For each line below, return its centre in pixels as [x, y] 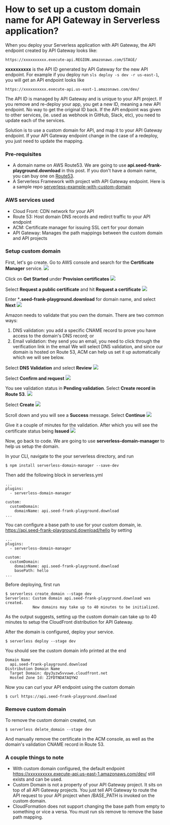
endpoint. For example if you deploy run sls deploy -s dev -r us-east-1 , [82, 74]
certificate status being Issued [37, 431]
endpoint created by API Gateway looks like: [51, 50]
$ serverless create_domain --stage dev [49, 594]
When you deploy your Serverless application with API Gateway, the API [80, 45]
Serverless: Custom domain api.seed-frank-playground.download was [78, 598]
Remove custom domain [36, 709]
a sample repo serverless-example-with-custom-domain [72, 187]
